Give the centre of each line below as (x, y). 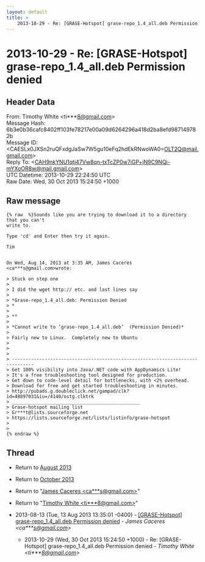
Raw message (34, 201)
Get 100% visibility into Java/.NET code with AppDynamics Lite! (97, 370)
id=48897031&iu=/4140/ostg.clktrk (50, 397)
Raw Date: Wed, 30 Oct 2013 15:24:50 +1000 (63, 181)
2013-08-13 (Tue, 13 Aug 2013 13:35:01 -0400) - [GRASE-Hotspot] (99, 515)
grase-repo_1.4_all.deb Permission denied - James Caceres (90, 521)
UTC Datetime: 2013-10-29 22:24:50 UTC (59, 175)
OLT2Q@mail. (181, 149)
